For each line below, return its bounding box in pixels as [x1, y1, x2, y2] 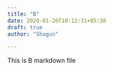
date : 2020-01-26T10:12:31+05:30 [7, 17, 107, 24]
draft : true [7, 24, 43, 31]
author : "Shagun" [7, 30, 59, 38]
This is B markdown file [7, 56, 76, 65]
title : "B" [7, 10, 40, 18]
